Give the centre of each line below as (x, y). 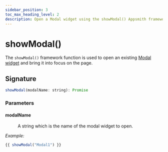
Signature (21, 79)
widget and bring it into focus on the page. (49, 63)
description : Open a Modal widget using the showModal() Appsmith (76, 19)
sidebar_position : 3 (27, 10)
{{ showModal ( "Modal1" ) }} (33, 145)
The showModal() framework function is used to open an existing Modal (78, 57)
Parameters (19, 103)
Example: (15, 136)
